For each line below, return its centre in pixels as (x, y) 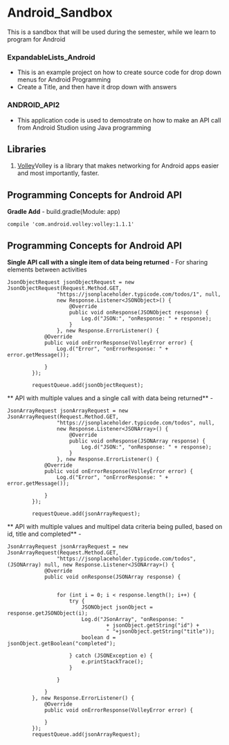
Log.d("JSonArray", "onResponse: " (133, 619)
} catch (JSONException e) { (111, 656)
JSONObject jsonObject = (117, 607)
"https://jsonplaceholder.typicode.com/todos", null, (136, 423)
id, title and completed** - (44, 534)
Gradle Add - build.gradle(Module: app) (64, 212)
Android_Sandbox (60, 13)
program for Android (36, 39)
